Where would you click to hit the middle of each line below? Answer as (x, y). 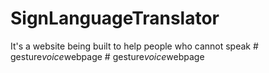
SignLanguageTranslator (115, 18)
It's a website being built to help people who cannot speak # (134, 46)
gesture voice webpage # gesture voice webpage (107, 56)
